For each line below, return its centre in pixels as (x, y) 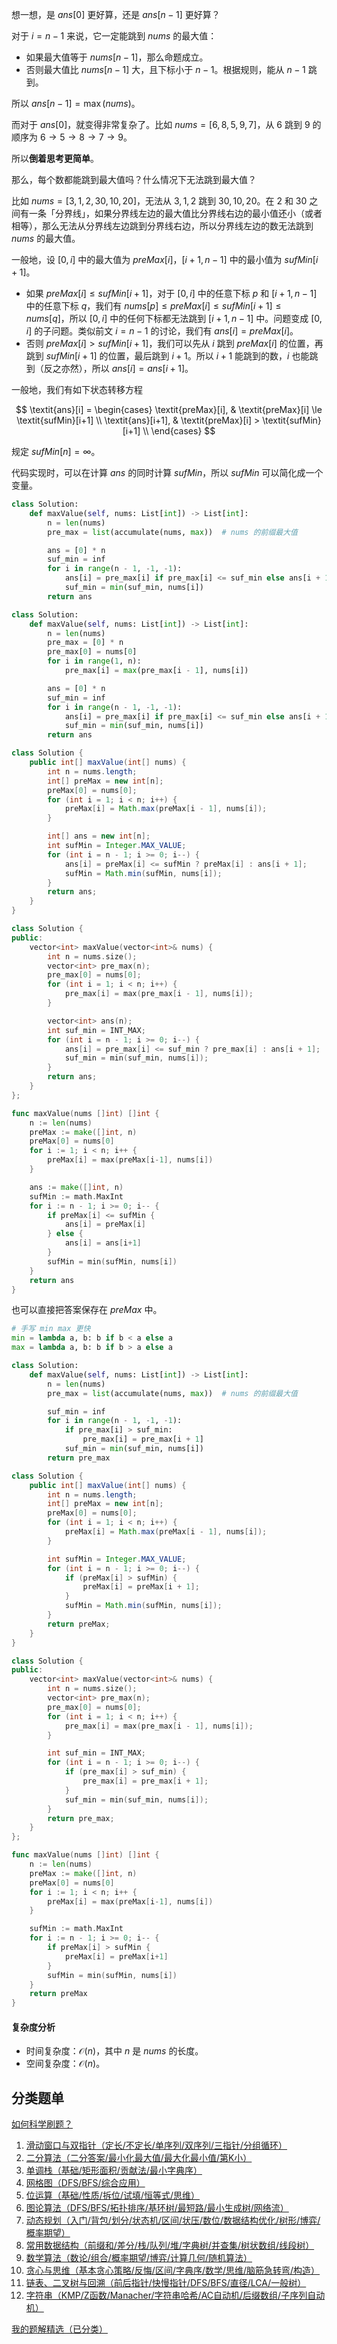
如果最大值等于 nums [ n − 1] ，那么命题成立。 (117, 57)
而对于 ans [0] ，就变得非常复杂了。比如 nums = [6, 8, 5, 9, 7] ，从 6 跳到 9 (161, 124)
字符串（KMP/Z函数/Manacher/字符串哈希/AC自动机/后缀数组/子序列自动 (175, 2295)
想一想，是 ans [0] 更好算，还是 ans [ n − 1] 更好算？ (116, 14)
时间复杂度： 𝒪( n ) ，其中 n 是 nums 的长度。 (114, 2051)
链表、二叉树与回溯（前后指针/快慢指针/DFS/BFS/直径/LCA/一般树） (166, 2283)
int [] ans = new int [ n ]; (99, 836)
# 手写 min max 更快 (51, 1329)
